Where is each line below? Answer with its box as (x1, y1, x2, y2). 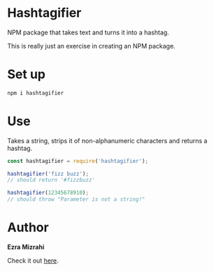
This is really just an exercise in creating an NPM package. (7, 41, 176, 50)
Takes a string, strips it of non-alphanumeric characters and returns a (7, 136, 208, 145)
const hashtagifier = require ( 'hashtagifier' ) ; (7, 157, 149, 164)
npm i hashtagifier (7, 89, 64, 96)
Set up (7, 67, 45, 82)
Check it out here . (7, 256, 59, 265)
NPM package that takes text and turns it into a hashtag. (7, 28, 169, 37)
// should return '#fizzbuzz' (7, 177, 96, 184)
